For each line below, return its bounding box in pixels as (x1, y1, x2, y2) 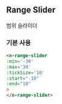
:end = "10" (6, 81, 32, 87)
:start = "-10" (6, 75, 40, 81)
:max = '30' (6, 64, 32, 70)
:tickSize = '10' (6, 69, 45, 75)
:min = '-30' (6, 58, 34, 64)
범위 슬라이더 (6, 21, 38, 29)
